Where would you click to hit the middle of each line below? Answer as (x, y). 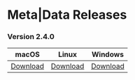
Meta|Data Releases (67, 15)
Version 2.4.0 (31, 37)
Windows (108, 54)
